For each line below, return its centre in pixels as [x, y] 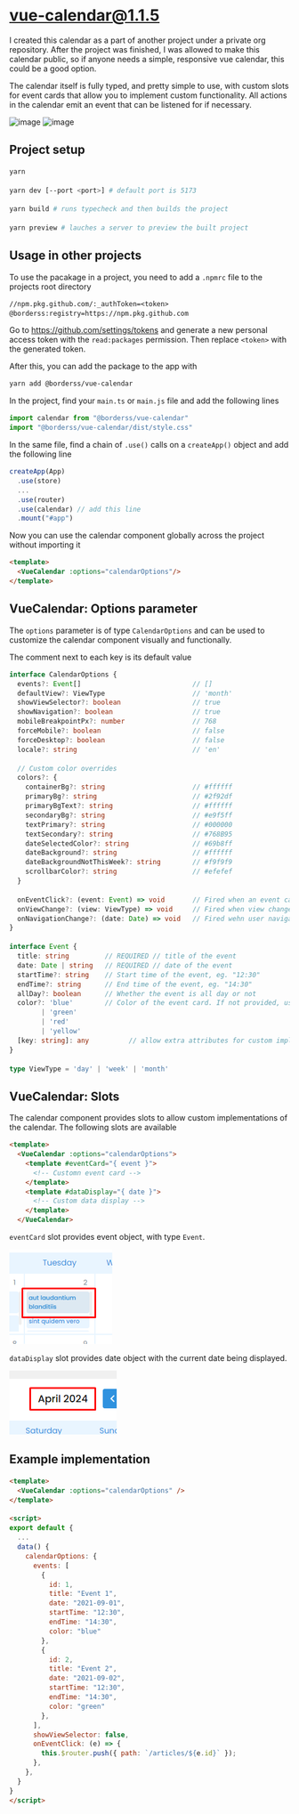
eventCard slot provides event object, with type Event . [107, 1237]
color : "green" [77, 1706]
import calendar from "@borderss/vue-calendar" [99, 418]
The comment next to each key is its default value [101, 657]
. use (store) [40, 481]
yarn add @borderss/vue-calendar [71, 384]
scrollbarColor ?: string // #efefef [129, 872]
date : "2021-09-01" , [87, 1603]
